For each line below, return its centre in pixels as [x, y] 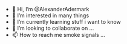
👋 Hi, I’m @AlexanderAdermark [50, 9]
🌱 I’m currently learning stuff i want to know [66, 22]
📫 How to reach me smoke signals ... [59, 35]
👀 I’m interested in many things [50, 15]
